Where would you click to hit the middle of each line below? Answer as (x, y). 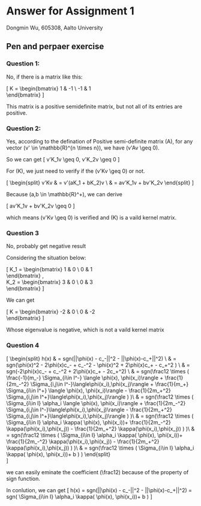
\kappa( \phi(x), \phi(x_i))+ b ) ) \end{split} (58, 454)
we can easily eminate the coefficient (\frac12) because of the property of (97, 472)
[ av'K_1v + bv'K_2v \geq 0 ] (40, 206)
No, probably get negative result (46, 246)
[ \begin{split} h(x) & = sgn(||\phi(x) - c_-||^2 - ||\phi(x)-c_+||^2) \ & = (91, 358)
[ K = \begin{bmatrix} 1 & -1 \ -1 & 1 (49, 88)
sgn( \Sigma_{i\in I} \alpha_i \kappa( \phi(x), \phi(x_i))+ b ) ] (79, 496)
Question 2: (24, 128)
